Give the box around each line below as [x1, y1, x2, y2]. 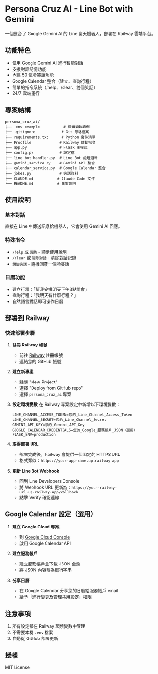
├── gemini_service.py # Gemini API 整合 [5, 161, 95, 165]
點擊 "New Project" [19, 379, 58, 385]
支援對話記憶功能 [12, 66, 47, 72]
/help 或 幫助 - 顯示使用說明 [12, 249, 67, 255]
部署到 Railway [5, 314, 50, 322]
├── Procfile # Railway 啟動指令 [5, 140, 96, 145]
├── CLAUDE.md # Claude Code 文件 [5, 176, 95, 181]
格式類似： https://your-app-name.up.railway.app [19, 457, 119, 463]
